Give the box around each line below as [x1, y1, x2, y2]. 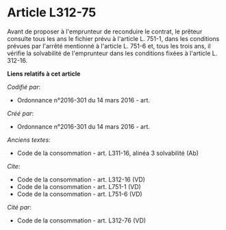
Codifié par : [7, 83, 41, 91]
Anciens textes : [7, 135, 51, 144]
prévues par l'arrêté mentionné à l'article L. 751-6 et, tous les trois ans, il [7, 42, 211, 50]
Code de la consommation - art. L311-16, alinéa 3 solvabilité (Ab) [16, 149, 199, 157]
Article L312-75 [7, 5, 97, 20]
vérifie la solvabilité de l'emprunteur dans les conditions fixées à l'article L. [7, 49, 218, 57]
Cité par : [7, 203, 32, 211]
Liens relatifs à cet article [7, 70, 81, 78]
